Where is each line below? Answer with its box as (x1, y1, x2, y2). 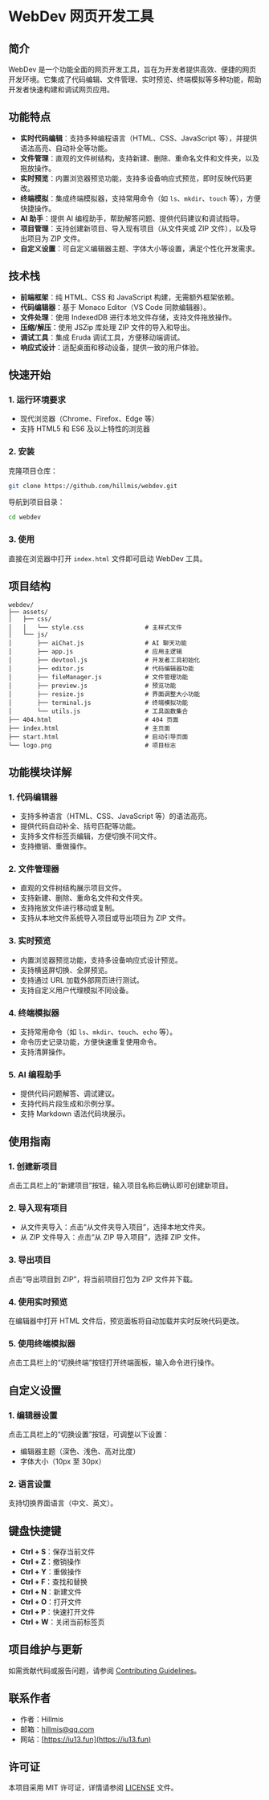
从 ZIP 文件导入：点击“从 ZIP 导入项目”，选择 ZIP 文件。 (19, 1232, 205, 1242)
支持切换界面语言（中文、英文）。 (8, 1498, 118, 1508)
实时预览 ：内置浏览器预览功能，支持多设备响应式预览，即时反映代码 (19, 173, 246, 183)
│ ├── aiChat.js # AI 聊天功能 (8, 639, 187, 647)
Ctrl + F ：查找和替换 (19, 1577, 88, 1586)
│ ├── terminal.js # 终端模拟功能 (8, 699, 189, 707)
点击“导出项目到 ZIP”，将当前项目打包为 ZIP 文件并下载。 (8, 1274, 198, 1284)
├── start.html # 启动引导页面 (8, 733, 189, 741)
